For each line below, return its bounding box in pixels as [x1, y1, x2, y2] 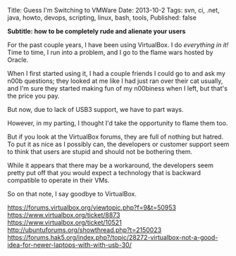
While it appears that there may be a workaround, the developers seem [7, 161, 213, 169]
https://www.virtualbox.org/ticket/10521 [7, 218, 122, 226]
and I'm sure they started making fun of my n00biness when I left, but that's [7, 84, 228, 92]
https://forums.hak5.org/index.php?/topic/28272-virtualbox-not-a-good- [7, 233, 218, 241]
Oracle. [7, 56, 29, 64]
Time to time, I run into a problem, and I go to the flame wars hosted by [7, 49, 213, 56]
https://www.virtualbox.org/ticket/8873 [7, 211, 120, 219]
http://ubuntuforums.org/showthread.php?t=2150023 [7, 226, 162, 234]
